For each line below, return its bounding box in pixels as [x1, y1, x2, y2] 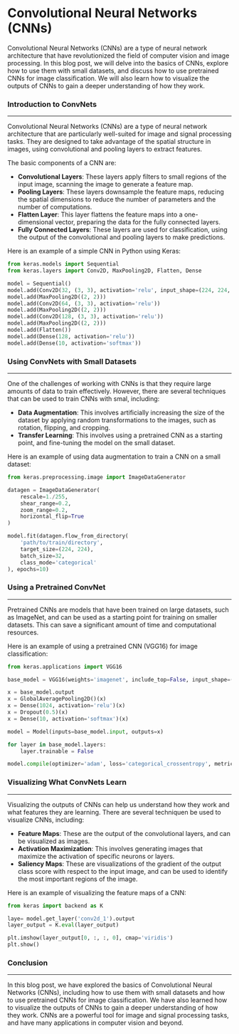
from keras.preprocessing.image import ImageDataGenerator [7, 474, 186, 481]
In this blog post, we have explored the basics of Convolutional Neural [7, 981, 213, 989]
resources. [7, 628, 39, 637]
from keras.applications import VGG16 [7, 663, 122, 670]
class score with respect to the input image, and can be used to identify [17, 867, 228, 875]
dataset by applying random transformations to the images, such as [17, 416, 216, 424]
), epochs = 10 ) [7, 565, 50, 573]
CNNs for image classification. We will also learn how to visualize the [7, 73, 210, 83]
